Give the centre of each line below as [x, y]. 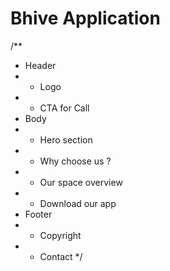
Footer [38, 214]
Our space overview [81, 182]
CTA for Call [64, 108]
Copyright [60, 235]
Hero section [66, 139]
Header [40, 65]
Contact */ [61, 256]
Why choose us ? [75, 161]
